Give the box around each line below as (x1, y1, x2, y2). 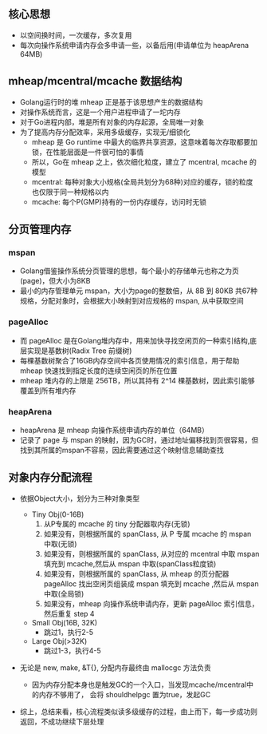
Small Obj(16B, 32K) (31, 617, 98, 627)
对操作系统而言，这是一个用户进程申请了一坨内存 (19, 107, 181, 117)
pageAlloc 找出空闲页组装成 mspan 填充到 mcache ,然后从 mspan (43, 578, 259, 589)
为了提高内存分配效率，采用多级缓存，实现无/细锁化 (19, 127, 190, 137)
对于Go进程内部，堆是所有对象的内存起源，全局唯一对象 (19, 117, 205, 126)
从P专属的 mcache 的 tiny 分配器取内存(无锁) (43, 518, 190, 529)
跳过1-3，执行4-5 (43, 645, 101, 655)
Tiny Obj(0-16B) (31, 510, 84, 519)
